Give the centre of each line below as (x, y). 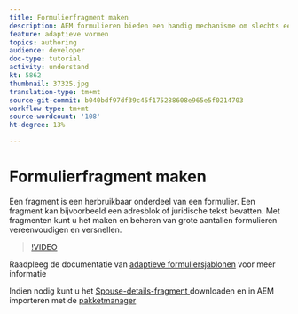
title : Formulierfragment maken (69, 17)
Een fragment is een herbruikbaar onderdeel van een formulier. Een (132, 201)
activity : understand (49, 68)
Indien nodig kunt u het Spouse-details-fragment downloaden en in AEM (142, 291)
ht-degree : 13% (37, 125)
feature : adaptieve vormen (59, 34)
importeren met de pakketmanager (73, 300)
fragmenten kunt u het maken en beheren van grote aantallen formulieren (143, 220)
